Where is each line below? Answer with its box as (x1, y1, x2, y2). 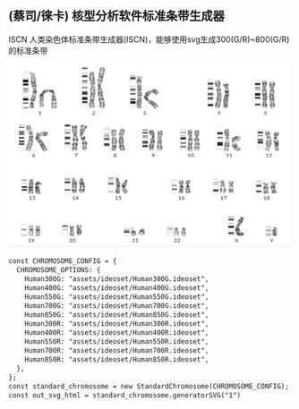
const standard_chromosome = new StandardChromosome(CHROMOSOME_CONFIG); (8, 382, 290, 391)
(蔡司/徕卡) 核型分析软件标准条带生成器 (8, 8, 225, 24)
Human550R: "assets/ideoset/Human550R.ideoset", (24, 337, 209, 346)
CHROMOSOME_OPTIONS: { (16, 266, 101, 275)
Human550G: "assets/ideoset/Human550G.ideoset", (24, 293, 209, 302)
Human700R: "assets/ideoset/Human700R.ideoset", (24, 346, 209, 355)
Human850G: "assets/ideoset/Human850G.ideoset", (24, 311, 209, 320)
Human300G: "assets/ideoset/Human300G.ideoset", (24, 275, 209, 284)
